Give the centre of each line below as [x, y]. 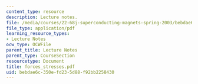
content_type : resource [35, 12]
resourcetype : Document [35, 61]
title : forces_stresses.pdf [41, 67]
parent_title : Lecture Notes [42, 50]
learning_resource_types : [38, 34]
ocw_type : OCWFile [29, 45]
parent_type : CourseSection [41, 56]
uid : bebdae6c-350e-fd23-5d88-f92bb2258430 [60, 72]
